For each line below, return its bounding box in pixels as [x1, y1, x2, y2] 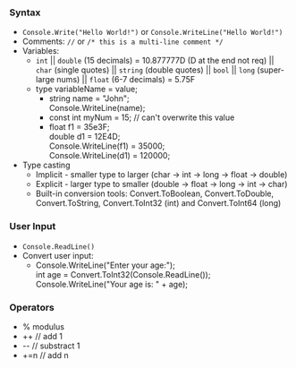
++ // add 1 [21, 330, 63, 341]
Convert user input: [21, 250, 94, 261]
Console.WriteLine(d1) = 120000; [48, 150, 171, 161]
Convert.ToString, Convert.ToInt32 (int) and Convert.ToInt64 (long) [35, 198, 282, 209]
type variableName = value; [35, 83, 139, 95]
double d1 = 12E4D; [48, 132, 121, 142]
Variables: [21, 46, 60, 56]
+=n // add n [21, 349, 69, 360]
